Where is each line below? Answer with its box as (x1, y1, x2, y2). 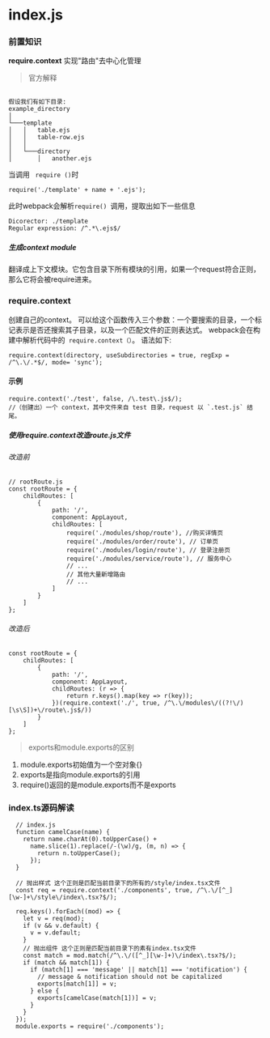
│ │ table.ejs (8, 126, 70, 134)
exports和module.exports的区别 (27, 742, 135, 752)
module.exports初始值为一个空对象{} (19, 759, 143, 769)
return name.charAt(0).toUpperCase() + (23, 836, 158, 844)
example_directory (8, 105, 70, 113)
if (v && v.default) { (23, 921, 99, 930)
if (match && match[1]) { (23, 959, 111, 967)
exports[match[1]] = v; (37, 980, 117, 989)
